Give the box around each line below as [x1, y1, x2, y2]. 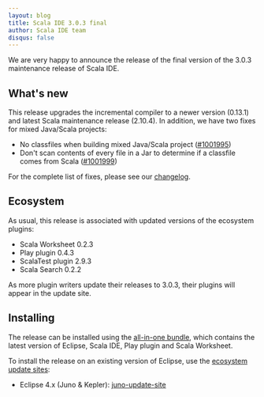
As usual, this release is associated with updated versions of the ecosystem [8, 215, 255, 225]
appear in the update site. [8, 288, 92, 297]
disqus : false [8, 33, 55, 42]
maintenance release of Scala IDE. [8, 64, 120, 74]
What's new [8, 86, 69, 100]
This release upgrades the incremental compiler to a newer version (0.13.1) [8, 108, 250, 117]
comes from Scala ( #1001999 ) [19, 157, 118, 166]
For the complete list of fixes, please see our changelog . [8, 172, 191, 182]
